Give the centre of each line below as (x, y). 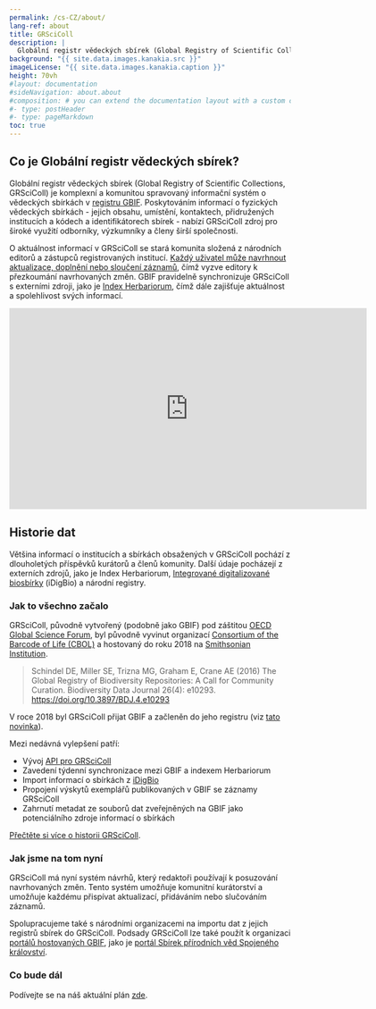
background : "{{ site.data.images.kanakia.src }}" (105, 59)
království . (28, 952)
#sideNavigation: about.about (66, 92)
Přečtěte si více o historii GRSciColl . (75, 835)
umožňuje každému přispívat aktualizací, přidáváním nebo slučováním (138, 897)
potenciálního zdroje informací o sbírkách (99, 818)
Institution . (29, 653)
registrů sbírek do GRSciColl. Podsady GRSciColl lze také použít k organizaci (150, 933)
